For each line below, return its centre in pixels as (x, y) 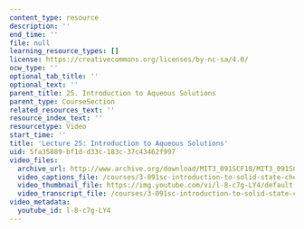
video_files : (34, 160)
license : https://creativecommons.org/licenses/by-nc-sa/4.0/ (129, 60)
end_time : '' (34, 34)
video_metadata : (40, 202)
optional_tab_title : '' (54, 77)
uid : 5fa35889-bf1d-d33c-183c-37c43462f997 (93, 151)
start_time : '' (38, 135)
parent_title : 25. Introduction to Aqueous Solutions (113, 93)
